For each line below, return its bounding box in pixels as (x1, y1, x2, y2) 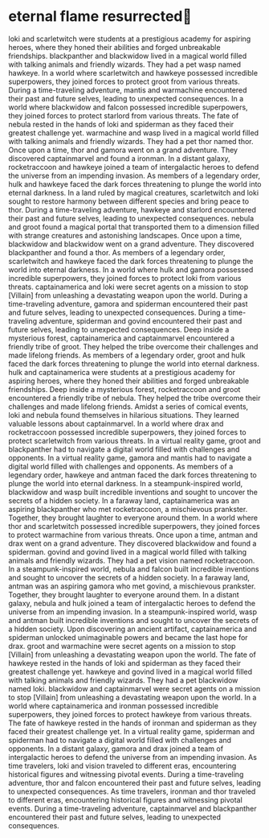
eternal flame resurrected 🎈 (8, 7, 193, 26)
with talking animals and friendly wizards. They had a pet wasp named (8, 60, 242, 69)
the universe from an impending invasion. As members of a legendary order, (8, 171, 261, 180)
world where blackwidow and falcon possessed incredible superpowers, (8, 102, 248, 112)
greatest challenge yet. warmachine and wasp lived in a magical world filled (8, 128, 259, 138)
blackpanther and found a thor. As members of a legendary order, (8, 247, 226, 257)
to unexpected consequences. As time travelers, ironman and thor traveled (8, 786, 256, 796)
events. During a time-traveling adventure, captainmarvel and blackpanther (8, 803, 257, 813)
